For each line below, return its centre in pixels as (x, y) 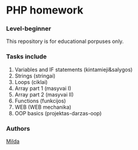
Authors (18, 128)
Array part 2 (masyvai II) (44, 94)
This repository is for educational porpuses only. (65, 41)
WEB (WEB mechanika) (43, 107)
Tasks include (27, 56)
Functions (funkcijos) (40, 101)
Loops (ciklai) (31, 82)
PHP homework (45, 10)
